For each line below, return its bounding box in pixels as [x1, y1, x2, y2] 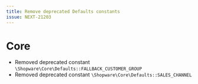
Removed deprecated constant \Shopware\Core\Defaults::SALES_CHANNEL [14, 71, 192, 78]
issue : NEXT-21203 [6, 14, 51, 20]
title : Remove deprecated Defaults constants [6, 8, 120, 15]
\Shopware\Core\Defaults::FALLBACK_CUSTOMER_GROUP [14, 66, 142, 72]
